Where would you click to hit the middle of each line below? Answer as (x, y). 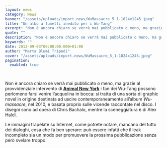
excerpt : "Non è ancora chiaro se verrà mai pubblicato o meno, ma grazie (84, 28)
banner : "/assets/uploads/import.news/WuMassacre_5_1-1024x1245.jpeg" (80, 19)
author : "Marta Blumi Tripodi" (38, 51)
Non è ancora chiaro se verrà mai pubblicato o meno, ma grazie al (73, 83)
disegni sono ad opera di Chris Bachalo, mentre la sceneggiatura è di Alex (81, 110)
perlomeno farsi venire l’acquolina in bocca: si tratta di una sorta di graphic (82, 94)
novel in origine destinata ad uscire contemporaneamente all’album (74, 99)
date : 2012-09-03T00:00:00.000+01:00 (44, 47)
